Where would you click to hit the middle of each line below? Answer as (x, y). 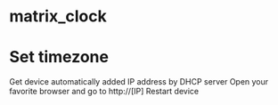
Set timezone (59, 57)
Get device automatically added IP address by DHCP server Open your (139, 82)
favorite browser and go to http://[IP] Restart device (104, 92)
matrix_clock (58, 16)
